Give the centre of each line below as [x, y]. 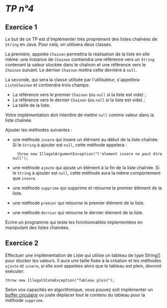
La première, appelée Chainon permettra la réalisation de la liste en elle [78, 54]
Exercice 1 [21, 27]
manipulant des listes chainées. [37, 227]
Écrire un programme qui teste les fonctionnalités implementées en [74, 222]
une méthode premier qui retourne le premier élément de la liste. [79, 203]
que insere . [24, 178]
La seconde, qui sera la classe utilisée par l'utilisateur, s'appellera [73, 80]
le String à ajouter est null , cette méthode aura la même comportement [86, 173]
